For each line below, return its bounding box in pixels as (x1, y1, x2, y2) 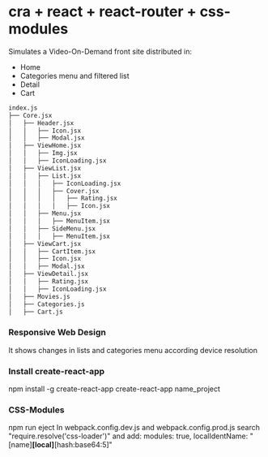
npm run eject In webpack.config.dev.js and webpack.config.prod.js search (8, 423, 261, 433)
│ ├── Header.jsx (8, 119, 74, 127)
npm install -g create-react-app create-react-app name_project (8, 384, 221, 394)
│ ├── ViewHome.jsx (8, 141, 82, 150)
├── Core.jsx (8, 111, 53, 119)
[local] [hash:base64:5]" (32, 440, 113, 450)
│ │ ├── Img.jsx (8, 149, 79, 157)
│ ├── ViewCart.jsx (8, 239, 82, 248)
